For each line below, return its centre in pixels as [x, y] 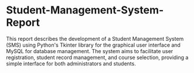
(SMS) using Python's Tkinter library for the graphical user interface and [93, 45]
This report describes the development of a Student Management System [95, 39]
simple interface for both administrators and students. [71, 63]
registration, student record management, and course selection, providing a [97, 57]
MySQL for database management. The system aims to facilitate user [90, 51]
